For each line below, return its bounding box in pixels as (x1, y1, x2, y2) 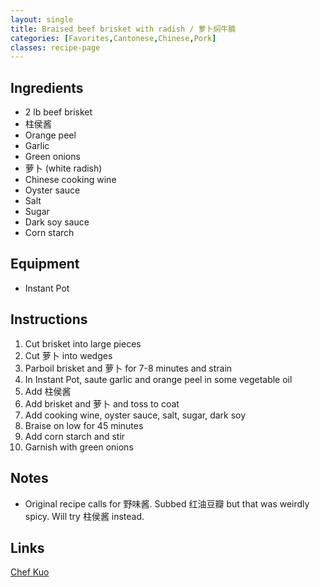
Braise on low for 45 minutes (24, 419, 144, 431)
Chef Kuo (10, 566, 50, 578)
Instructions (10, 311, 88, 328)
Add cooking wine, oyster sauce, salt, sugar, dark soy (24, 409, 247, 421)
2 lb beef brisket (24, 106, 93, 118)
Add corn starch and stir (24, 430, 126, 442)
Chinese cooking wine (24, 174, 117, 186)
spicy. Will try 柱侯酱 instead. (24, 510, 145, 522)
